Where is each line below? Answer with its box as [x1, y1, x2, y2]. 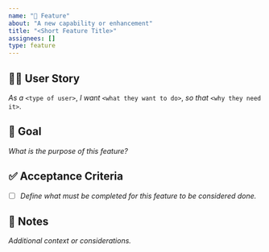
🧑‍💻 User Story [8, 72, 81, 85]
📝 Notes [8, 215, 49, 229]
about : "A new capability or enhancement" [8, 19, 153, 27]
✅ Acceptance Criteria [8, 170, 123, 184]
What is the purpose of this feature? [8, 146, 129, 155]
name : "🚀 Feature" [8, 11, 70, 20]
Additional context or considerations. [8, 236, 131, 246]
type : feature [8, 42, 56, 50]
